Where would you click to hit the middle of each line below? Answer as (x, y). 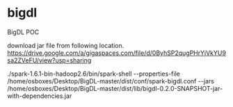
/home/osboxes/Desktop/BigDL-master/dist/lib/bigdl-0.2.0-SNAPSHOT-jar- (115, 88)
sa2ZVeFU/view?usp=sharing (49, 60)
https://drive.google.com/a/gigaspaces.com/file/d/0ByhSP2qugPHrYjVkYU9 (116, 53)
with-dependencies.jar (40, 96)
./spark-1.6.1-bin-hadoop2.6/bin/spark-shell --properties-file (94, 74)
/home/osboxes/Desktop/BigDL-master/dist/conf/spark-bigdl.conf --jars (111, 81)
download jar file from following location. (66, 45)
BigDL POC (23, 32)
